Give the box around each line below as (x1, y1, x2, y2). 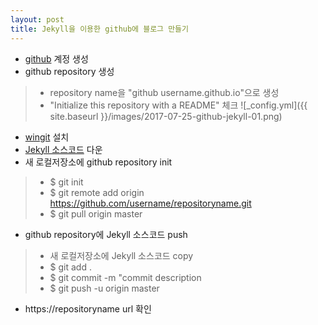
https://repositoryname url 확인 (24, 302, 152, 315)
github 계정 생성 (24, 52, 89, 65)
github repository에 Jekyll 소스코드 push (24, 228, 188, 240)
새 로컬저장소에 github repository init (24, 156, 173, 168)
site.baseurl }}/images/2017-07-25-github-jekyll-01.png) (49, 110, 283, 122)
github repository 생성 (24, 65, 115, 77)
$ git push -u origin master (49, 282, 160, 294)
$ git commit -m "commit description (49, 271, 202, 283)
